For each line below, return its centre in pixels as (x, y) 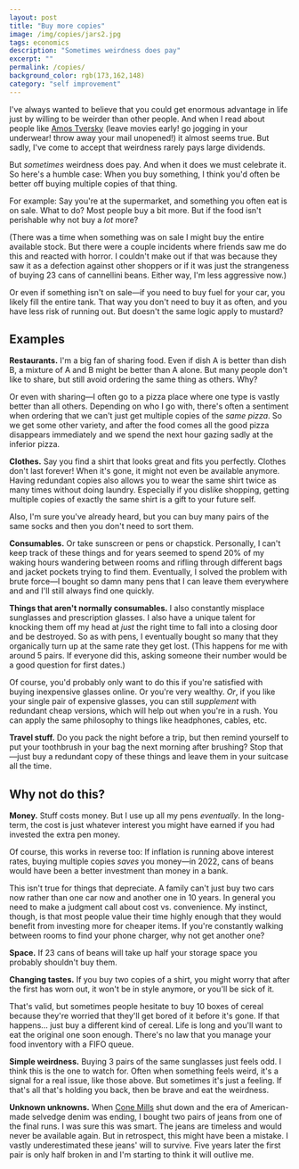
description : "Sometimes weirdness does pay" (95, 51)
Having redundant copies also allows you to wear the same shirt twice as (143, 481)
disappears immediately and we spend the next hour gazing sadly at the (141, 435)
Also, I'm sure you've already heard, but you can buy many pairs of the (139, 517)
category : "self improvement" (65, 84)
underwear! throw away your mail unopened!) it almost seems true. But (139, 137)
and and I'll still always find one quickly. (82, 591)
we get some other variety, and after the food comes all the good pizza (139, 426)
